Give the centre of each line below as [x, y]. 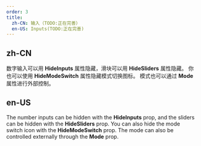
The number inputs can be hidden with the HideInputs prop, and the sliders [100, 117]
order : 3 [17, 12]
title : [15, 17]
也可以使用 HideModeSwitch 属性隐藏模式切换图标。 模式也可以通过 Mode [100, 76]
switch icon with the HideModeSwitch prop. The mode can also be [90, 130]
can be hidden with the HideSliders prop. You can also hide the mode [93, 124]
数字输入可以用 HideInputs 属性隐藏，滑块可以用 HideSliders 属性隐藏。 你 [100, 68]
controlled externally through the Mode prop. [63, 136]
